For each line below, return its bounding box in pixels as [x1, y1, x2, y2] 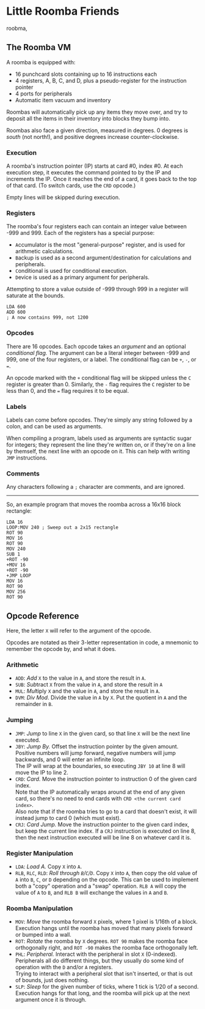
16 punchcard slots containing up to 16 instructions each [15, 70, 157, 78]
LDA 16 [6, 519, 23, 526]
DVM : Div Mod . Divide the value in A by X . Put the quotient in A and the [15, 694, 187, 701]
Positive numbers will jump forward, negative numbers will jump [15, 749, 176, 756]
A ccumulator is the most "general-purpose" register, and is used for [15, 241, 185, 248]
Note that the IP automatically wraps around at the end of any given [15, 788, 185, 795]
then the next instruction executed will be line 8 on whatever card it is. [15, 833, 192, 841]
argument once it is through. [15, 996, 87, 1003]
